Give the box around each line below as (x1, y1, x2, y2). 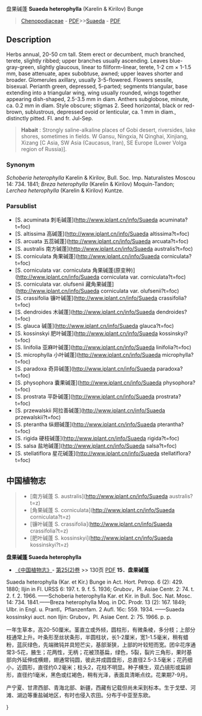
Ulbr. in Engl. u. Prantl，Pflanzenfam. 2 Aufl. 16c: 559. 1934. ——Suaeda (6, 606, 185, 613)
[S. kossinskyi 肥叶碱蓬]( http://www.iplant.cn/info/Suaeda (14, 330, 158, 337)
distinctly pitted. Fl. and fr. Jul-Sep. (6, 114, 93, 122)
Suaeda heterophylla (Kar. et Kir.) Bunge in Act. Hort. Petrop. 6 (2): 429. (6, 578, 184, 585)
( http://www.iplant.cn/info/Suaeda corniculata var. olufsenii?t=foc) (14, 288, 179, 295)
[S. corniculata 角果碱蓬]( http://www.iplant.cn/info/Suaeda (14, 253, 161, 260)
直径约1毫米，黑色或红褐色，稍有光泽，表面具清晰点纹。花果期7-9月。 (16, 671, 191, 679)
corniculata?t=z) (29, 513, 71, 520)
